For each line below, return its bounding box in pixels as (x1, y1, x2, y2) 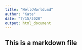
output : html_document (5, 20, 51, 26)
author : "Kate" (5, 12, 36, 17)
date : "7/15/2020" (5, 16, 42, 21)
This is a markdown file (5, 38, 77, 47)
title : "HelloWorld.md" (5, 7, 54, 12)
